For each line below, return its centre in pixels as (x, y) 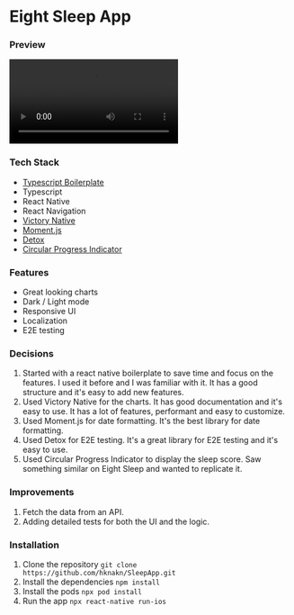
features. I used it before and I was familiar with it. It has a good (140, 383)
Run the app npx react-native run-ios (94, 601)
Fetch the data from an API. (73, 511)
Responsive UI (49, 312)
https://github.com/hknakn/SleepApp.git (99, 573)
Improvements (42, 493)
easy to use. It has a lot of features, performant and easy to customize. (154, 412)
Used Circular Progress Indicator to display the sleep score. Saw (142, 459)
